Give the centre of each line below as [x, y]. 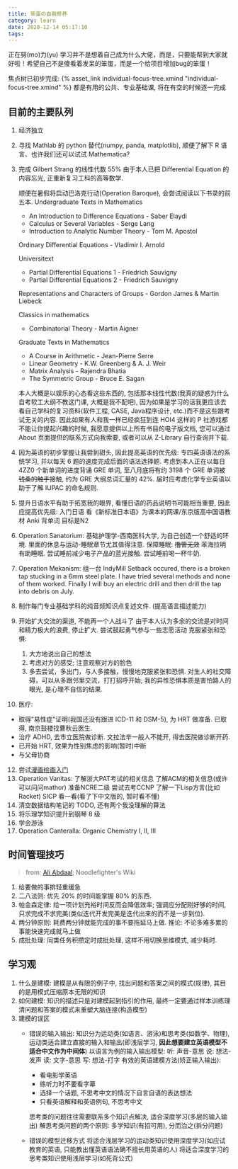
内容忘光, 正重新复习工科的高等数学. [70, 178]
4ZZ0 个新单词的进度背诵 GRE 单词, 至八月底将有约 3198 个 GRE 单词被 [122, 470]
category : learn [32, 21]
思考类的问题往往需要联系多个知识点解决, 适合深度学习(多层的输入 [125, 1117]
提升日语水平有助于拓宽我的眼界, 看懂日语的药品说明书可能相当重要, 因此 [124, 503]
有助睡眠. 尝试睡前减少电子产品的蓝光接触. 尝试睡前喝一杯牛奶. [109, 554]
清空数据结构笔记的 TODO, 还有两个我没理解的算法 [92, 805]
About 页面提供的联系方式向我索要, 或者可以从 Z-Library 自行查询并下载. [124, 438]
